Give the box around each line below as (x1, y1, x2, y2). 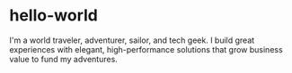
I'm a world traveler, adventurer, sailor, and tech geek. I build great (9, 35, 255, 45)
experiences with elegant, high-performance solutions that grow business (9, 44, 283, 54)
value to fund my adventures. (9, 53, 119, 64)
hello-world (9, 5, 99, 26)
